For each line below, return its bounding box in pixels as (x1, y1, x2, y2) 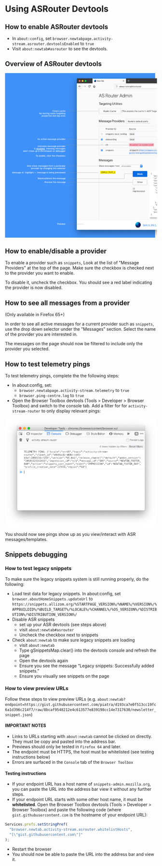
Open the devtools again (19, 658, 68, 663)
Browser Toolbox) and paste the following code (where (12, 807, 121, 813)
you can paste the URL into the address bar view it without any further (12, 786, 152, 792)
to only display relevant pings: (41, 408, 101, 414)
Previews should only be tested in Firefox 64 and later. (12, 744, 121, 750)
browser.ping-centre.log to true (19, 392, 84, 398)
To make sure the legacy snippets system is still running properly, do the (5, 576, 149, 582)
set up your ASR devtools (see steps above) (19, 622, 107, 627)
